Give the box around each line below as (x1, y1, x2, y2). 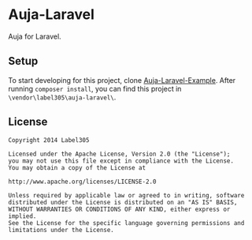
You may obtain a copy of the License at (8, 163, 146, 171)
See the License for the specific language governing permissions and (8, 219, 245, 227)
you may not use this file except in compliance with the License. (8, 156, 235, 165)
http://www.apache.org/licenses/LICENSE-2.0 (8, 178, 157, 186)
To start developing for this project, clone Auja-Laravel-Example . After (8, 75, 236, 84)
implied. (8, 212, 37, 220)
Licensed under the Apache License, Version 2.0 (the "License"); (8, 150, 231, 158)
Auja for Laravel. (8, 32, 61, 41)
